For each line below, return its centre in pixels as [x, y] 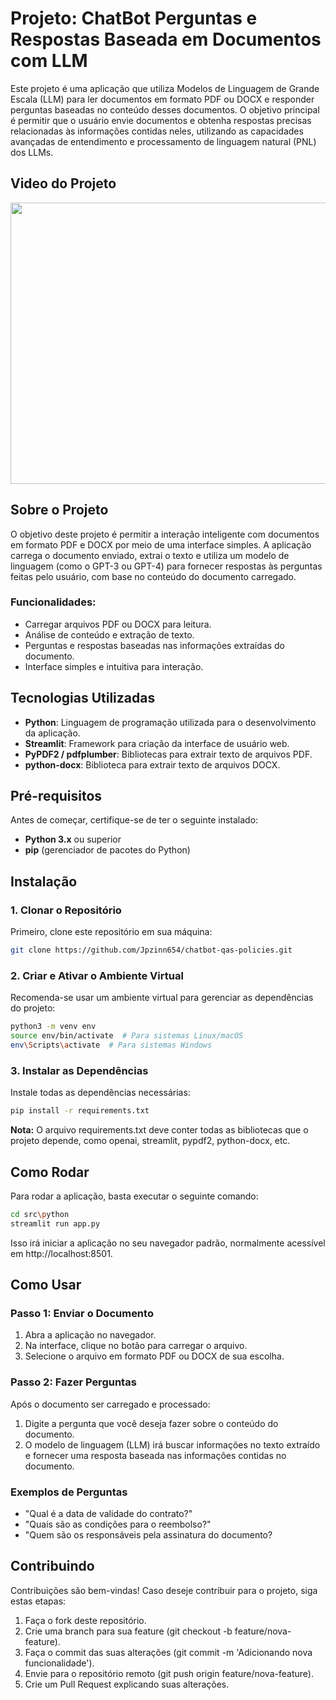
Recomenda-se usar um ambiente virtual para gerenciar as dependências [162, 998]
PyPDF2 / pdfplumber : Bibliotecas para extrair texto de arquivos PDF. [168, 754]
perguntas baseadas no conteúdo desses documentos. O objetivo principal [165, 109]
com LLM [49, 61]
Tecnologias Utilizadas [83, 698]
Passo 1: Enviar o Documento [82, 1314]
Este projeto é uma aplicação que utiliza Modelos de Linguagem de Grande [165, 88]
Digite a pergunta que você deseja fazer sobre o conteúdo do [151, 1423]
